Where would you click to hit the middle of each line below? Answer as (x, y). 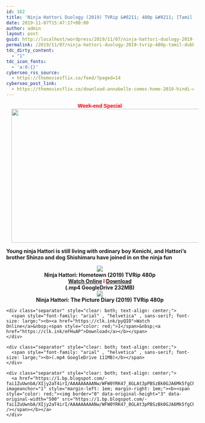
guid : (13, 39)
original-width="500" (33, 399)
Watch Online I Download (100, 281)
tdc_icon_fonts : (26, 61)
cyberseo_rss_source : (33, 73)
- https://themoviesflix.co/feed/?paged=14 (66, 78)
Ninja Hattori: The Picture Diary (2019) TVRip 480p (100, 300)
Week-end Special (100, 106)
